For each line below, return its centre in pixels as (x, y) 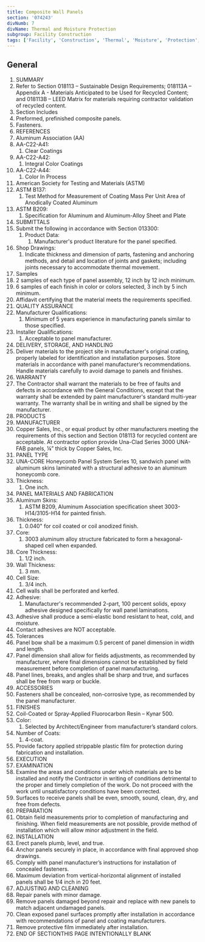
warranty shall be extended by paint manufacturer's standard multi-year (106, 396)
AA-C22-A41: (32, 144)
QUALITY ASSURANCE (44, 306)
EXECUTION (31, 759)
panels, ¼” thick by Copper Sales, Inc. (75, 448)
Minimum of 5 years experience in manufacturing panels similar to (108, 319)
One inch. (37, 487)
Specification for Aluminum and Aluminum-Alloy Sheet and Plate (105, 215)
